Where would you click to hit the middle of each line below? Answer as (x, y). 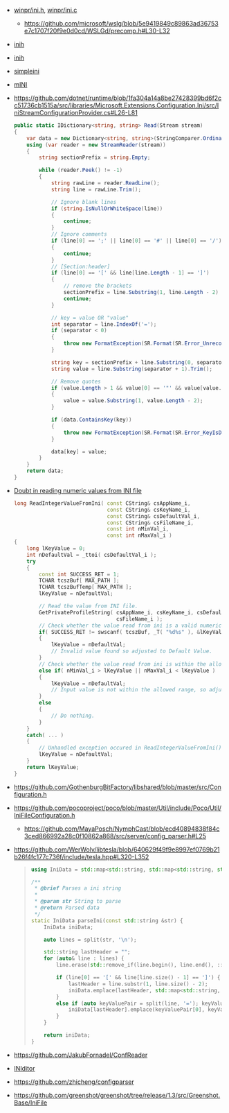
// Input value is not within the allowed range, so (128, 690)
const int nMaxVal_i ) (139, 536)
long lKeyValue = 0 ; (56, 549)
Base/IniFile (30, 1103)
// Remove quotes (76, 381)
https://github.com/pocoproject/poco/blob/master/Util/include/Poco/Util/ (118, 808)
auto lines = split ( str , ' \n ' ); (90, 940)
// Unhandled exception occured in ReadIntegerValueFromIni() (130, 748)
